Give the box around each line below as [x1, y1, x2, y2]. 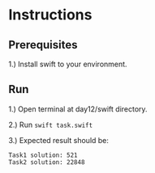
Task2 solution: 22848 [8, 158, 85, 167]
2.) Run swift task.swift [8, 120, 93, 129]
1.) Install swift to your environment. [8, 59, 127, 69]
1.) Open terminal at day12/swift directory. [8, 103, 148, 114]
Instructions [8, 6, 93, 24]
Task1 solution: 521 [8, 151, 79, 159]
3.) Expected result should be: [8, 135, 110, 145]
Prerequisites [8, 38, 78, 52]
